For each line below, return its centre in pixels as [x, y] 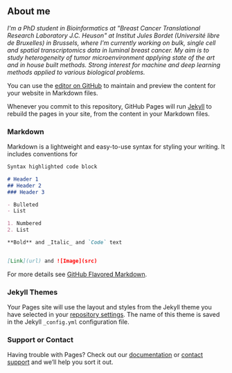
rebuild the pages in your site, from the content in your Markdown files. [108, 113]
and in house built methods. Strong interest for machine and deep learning [114, 64]
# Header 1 [23, 179]
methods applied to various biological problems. [76, 72]
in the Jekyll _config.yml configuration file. [68, 322]
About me [29, 11]
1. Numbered [24, 224]
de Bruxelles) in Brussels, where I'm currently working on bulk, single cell [111, 43]
